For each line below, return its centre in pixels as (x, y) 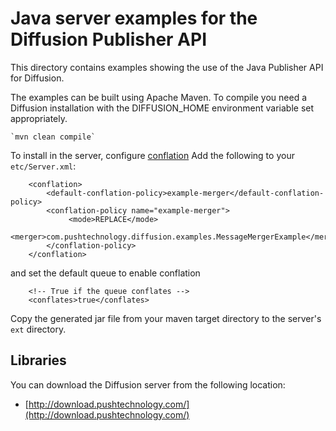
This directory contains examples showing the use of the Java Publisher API (167, 67)
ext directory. (38, 329)
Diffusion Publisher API (109, 39)
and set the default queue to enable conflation (105, 273)
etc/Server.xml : (43, 166)
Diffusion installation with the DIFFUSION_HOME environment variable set (162, 108)
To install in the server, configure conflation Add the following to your (152, 155)
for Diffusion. (37, 78)
